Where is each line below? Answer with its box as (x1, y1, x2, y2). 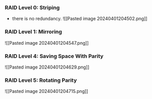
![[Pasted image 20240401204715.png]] (5, 88, 88, 94)
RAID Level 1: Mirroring (5, 28, 62, 36)
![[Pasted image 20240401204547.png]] (5, 40, 89, 46)
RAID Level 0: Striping (5, 4, 60, 11)
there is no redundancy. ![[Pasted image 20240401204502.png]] (12, 16, 147, 22)
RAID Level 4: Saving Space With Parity (5, 52, 104, 59)
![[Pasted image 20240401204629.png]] (5, 64, 90, 70)
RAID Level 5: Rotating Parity (5, 77, 77, 84)
